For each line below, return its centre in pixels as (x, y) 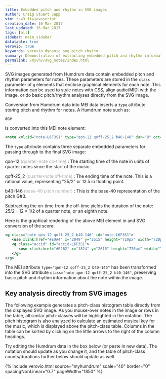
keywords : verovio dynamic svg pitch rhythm (52, 51)
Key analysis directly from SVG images (66, 293)
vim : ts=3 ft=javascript (31, 19)
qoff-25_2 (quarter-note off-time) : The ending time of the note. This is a (79, 176)
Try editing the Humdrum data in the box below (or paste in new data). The (81, 346)
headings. (15, 337)
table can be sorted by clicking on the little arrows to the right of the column (82, 332)
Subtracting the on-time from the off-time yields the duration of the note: (79, 206)
